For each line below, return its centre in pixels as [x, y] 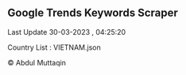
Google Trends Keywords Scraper [93, 13]
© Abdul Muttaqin [37, 62]
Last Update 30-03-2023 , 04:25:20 [67, 32]
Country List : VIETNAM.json [54, 47]
